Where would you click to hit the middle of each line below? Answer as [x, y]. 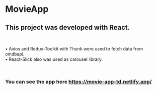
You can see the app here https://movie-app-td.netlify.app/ [78, 82]
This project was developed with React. [68, 27]
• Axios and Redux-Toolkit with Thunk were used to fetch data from [74, 49]
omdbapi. [15, 54]
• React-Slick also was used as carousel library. [54, 59]
